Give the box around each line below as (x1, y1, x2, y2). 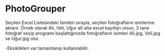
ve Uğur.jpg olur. (5, 35, 40, 41)
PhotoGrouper (5, 3, 66, 14)
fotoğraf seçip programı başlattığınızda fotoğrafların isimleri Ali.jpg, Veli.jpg (5, 30, 160, 36)
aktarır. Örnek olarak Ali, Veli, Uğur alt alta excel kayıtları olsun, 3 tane (5, 24, 149, 30)
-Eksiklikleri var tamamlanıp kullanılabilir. (5, 45, 89, 51)
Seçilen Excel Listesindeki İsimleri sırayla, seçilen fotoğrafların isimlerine (5, 19, 155, 25)
